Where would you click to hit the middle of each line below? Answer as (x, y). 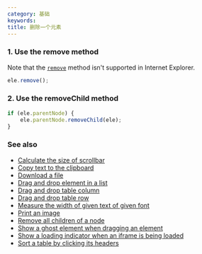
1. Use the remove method (53, 52)
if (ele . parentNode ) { (41, 113)
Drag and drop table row (53, 198)
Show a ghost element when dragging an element (90, 228)
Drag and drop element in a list (62, 182)
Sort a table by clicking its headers (68, 243)
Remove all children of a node (61, 220)
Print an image (39, 213)
